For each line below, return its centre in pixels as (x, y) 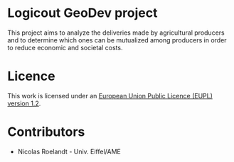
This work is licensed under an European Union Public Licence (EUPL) (110, 96)
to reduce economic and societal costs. (65, 47)
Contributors (46, 132)
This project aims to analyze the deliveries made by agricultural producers (116, 33)
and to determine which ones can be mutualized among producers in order (117, 40)
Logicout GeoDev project (83, 13)
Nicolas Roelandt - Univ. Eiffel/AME (69, 151)
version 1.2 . (24, 103)
